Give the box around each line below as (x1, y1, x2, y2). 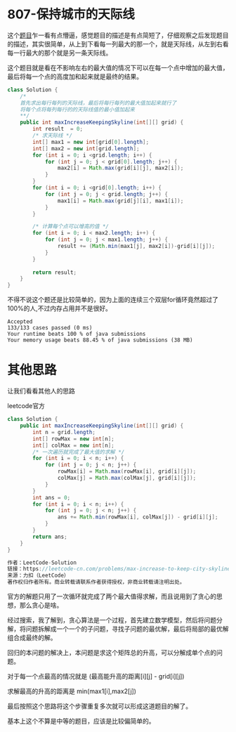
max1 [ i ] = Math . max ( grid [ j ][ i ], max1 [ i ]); (57, 197, 184, 204)
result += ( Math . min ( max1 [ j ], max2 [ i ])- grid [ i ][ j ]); (57, 243, 216, 250)
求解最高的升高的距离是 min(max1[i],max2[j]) (7, 687, 137, 695)
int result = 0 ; (32, 126, 83, 133)
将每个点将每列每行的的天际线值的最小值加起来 (20, 106, 136, 113)
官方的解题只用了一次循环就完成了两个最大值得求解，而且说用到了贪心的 (7, 592, 216, 601)
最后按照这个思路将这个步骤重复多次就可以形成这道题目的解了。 (7, 702, 192, 710)
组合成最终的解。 (7, 634, 57, 641)
